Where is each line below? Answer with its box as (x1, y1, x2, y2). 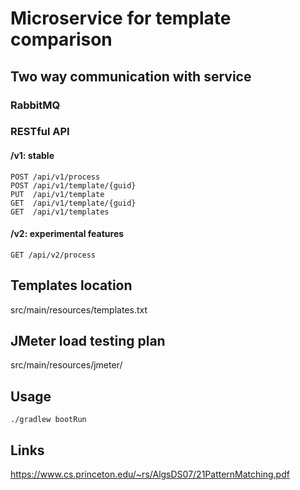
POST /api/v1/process (10, 172, 101, 182)
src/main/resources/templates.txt (10, 303, 148, 316)
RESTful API (10, 125, 70, 139)
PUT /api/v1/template (10, 189, 105, 199)
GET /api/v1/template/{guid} (10, 198, 137, 208)
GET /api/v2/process (10, 250, 97, 260)
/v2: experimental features (10, 228, 125, 240)
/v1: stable (10, 150, 55, 162)
